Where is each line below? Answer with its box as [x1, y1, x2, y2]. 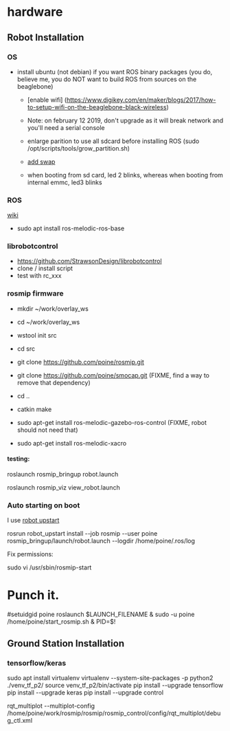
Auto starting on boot [7, 500, 80, 510]
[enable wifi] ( [27, 96, 67, 104]
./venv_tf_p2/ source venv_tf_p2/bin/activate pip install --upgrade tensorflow [7, 681, 224, 689]
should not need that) [16, 426, 78, 434]
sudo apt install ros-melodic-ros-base [16, 224, 125, 232]
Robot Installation [7, 32, 84, 43]
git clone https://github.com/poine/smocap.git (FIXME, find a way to [16, 371, 210, 379]
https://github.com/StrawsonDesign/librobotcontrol [16, 257, 163, 265]
